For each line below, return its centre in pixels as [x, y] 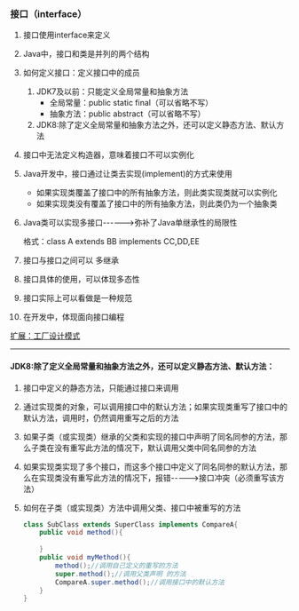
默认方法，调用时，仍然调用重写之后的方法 [101, 417]
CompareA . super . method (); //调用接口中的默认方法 [140, 582]
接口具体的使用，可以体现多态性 [81, 279]
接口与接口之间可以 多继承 [71, 260]
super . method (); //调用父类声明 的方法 [121, 574]
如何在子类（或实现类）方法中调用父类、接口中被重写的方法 [132, 507]
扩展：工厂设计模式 [45, 336]
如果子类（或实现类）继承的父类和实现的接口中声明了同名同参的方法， [151, 436]
